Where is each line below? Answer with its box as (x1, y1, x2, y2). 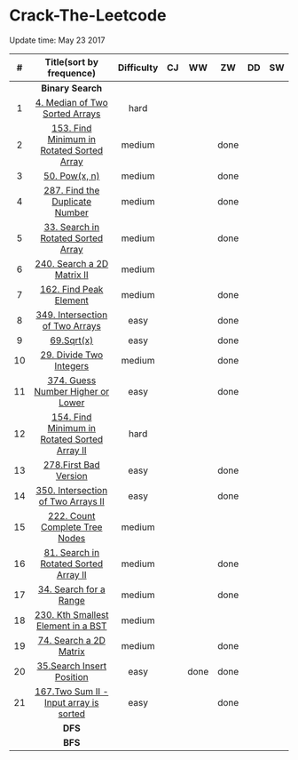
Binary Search (41, 82, 103, 94)
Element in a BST (35, 620, 107, 632)
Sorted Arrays (43, 108, 101, 120)
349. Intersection (35, 308, 108, 321)
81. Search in (43, 546, 100, 558)
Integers (54, 359, 90, 372)
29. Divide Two (40, 348, 104, 361)
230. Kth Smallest (34, 608, 109, 620)
